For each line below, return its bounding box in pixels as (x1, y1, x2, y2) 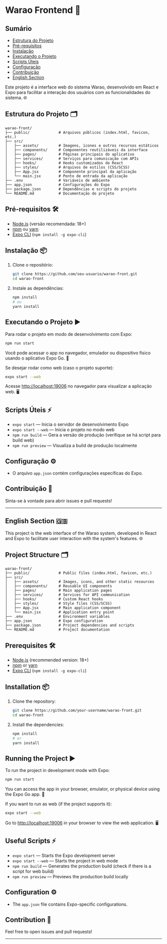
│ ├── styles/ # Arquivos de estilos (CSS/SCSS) (5, 165, 130, 170)
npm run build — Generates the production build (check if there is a (12, 863, 152, 869)
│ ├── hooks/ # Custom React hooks (5, 597, 103, 602)
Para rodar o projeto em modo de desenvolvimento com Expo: (5, 331, 133, 337)
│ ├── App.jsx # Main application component (5, 605, 121, 611)
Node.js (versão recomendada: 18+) (12, 221, 86, 227)
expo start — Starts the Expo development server (12, 852, 115, 858)
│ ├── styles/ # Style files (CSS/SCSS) (5, 601, 112, 606)
